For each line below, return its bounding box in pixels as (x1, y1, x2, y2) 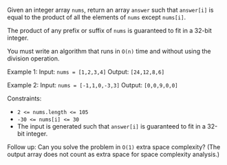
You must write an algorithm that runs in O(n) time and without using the (7, 47, 211, 55)
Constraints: (7, 94, 42, 102)
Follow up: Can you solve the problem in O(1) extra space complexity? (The (7, 143, 221, 151)
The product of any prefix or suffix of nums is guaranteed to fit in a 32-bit (7, 27, 212, 34)
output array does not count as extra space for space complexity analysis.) (7, 151, 220, 158)
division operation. (7, 54, 60, 63)
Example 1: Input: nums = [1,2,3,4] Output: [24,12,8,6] (7, 68, 165, 76)
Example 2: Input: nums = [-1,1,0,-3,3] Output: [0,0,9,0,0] (7, 81, 179, 89)
